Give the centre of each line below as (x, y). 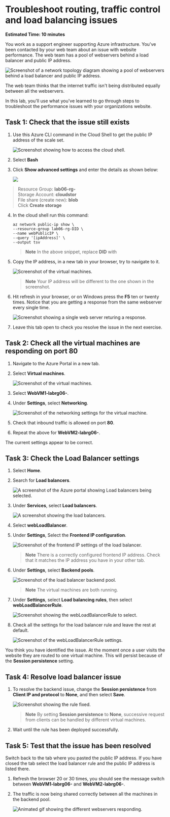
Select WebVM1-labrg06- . (41, 393)
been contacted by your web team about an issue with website (71, 49)
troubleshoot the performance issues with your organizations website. (79, 106)
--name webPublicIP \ (35, 233)
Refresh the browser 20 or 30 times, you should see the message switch (89, 779)
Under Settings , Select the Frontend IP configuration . (70, 535)
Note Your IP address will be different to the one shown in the (90, 281)
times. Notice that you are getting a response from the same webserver (87, 302)
